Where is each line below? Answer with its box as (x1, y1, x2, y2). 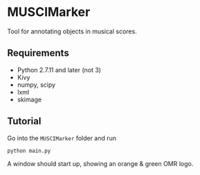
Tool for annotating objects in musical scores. (7, 27, 137, 35)
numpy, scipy (17, 81, 56, 89)
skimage (17, 95, 42, 103)
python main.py (7, 147, 51, 154)
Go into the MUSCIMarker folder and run (7, 133, 116, 142)
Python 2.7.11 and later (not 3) (17, 65, 102, 74)
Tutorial (7, 115, 42, 127)
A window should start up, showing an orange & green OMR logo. (7, 159, 194, 167)
